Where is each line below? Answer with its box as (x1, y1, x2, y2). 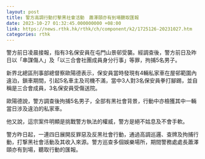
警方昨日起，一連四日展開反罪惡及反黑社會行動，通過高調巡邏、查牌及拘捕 (6, 131, 193, 138)
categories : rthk (6, 32, 51, 38)
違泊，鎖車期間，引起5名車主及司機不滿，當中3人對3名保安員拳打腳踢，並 (6, 77, 193, 84)
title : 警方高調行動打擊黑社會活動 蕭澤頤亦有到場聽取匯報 (6, 15, 139, 21)
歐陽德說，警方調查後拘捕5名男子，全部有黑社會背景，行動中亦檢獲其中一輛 (6, 98, 197, 105)
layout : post (6, 8, 40, 15)
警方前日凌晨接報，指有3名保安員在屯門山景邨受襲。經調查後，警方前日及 (6, 49, 192, 56)
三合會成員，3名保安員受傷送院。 (16, 84, 101, 92)
